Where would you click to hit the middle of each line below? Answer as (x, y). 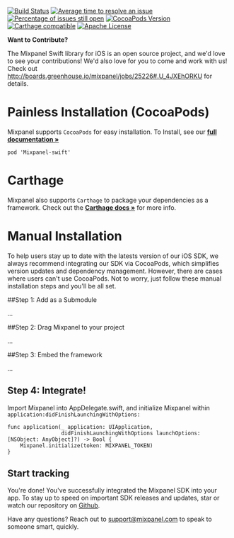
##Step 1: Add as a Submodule (52, 299)
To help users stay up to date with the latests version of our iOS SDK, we (113, 256)
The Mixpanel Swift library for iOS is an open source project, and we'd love (116, 54)
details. (18, 84)
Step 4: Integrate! (47, 391)
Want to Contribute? (38, 40)
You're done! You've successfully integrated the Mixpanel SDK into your (112, 491)
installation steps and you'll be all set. (62, 286)
